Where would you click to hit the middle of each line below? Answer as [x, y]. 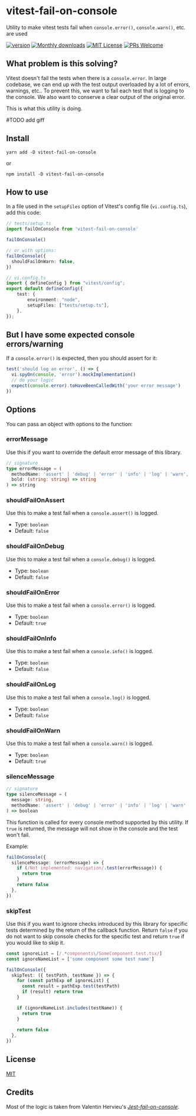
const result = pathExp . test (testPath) [71, 986]
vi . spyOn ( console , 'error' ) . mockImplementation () [73, 375]
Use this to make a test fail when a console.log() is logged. [79, 697]
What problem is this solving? [62, 64]
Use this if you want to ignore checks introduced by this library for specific [97, 923]
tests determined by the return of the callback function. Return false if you [97, 930]
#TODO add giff [25, 120]
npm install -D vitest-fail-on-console [55, 174]
